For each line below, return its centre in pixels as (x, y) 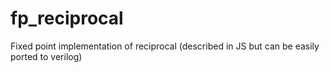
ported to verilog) (46, 56)
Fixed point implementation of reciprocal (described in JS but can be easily (165, 46)
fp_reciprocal (67, 18)
